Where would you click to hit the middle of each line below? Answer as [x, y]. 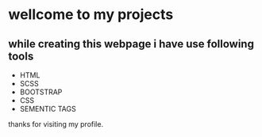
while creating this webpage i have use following [131, 44]
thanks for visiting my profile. [56, 124]
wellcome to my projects [91, 15]
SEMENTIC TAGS [48, 109]
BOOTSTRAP [41, 92]
